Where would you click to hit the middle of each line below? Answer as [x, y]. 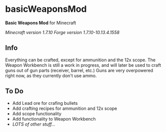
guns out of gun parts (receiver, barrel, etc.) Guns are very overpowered [79, 70]
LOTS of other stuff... [34, 124]
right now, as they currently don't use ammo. [51, 76]
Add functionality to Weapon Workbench [54, 119]
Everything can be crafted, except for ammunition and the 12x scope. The [80, 60]
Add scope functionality [37, 113]
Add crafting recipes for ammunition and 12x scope [65, 108]
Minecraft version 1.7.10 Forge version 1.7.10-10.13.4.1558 [62, 32]
